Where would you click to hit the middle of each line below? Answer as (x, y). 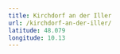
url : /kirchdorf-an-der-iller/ (60, 23)
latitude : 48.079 (37, 30)
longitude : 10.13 (37, 38)
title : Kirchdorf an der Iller (60, 15)
